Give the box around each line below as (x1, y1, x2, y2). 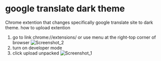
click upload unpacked (12, 50, 59, 56)
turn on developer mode (12, 45, 62, 51)
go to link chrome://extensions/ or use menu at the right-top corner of (12, 34, 156, 40)
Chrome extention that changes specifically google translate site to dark (5, 19, 154, 25)
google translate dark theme (5, 3, 125, 14)
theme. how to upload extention (5, 24, 71, 30)
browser (12, 39, 30, 45)
